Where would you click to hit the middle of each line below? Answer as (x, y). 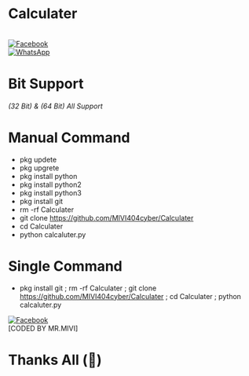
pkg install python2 (50, 184)
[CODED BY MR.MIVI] (43, 328)
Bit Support (46, 84)
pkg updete (38, 159)
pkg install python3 (51, 192)
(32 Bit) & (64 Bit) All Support (56, 106)
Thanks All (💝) (55, 360)
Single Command (66, 266)
